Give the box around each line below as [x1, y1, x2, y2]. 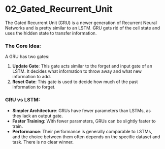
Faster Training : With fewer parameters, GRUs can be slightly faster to [12, 118, 156, 124]
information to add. [12, 74, 51, 80]
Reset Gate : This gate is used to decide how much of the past [12, 79, 138, 85]
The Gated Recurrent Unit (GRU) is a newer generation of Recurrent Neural [5, 20, 157, 26]
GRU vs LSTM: [5, 96, 40, 103]
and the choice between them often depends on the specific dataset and [12, 134, 160, 140]
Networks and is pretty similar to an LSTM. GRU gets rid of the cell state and [5, 25, 160, 30]
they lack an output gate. [12, 113, 63, 119]
